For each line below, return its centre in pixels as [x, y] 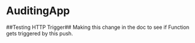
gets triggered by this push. [40, 33]
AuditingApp [38, 11]
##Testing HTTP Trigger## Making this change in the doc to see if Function [98, 27]
